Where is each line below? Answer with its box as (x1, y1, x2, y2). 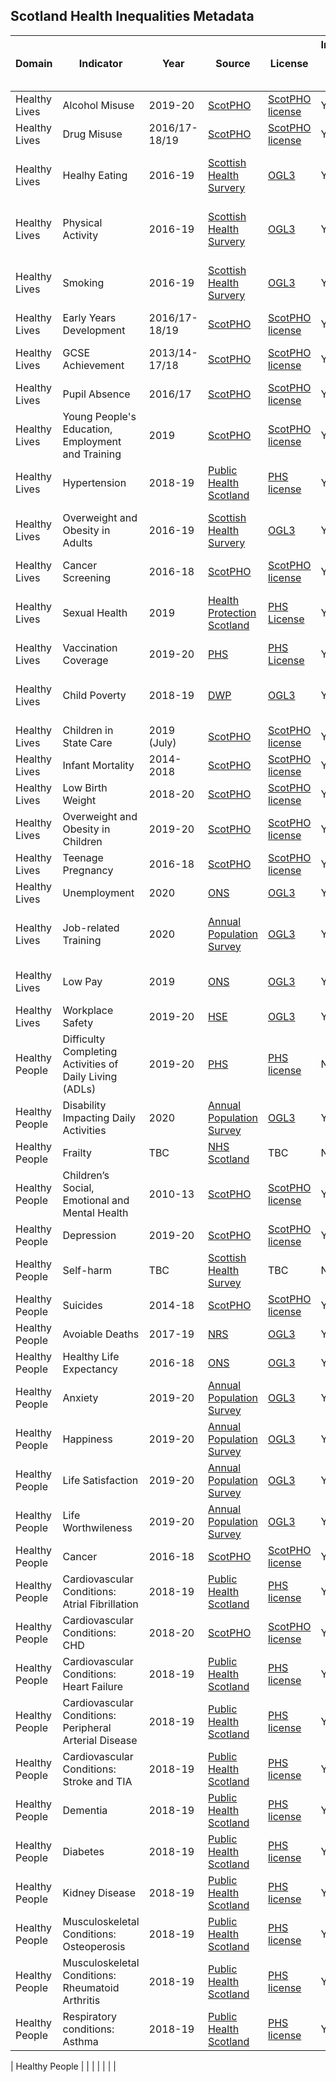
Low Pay (62, 974, 103, 988)
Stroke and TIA (62, 1774, 133, 1788)
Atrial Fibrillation (62, 1597, 139, 1611)
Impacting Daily (62, 1110, 136, 1124)
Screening (62, 570, 111, 584)
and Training (62, 447, 122, 461)
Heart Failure (62, 1679, 124, 1693)
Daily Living (62, 1069, 118, 1083)
